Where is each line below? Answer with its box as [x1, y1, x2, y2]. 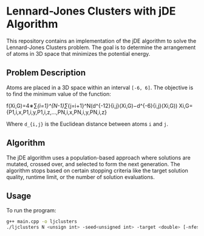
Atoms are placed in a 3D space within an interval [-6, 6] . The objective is [6, 84, 194, 91]
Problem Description [6, 68, 86, 78]
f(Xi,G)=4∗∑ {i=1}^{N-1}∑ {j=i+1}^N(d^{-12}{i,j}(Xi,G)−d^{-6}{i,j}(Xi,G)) [6, 102, 178, 109]
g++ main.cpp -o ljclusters [6, 218, 78, 225]
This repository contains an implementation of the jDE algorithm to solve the [6, 37, 197, 44]
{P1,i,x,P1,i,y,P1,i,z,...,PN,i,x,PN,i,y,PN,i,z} [6, 108, 107, 116]
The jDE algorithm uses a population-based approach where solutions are [6, 153, 191, 161]
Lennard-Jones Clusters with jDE [6, 4, 176, 18]
